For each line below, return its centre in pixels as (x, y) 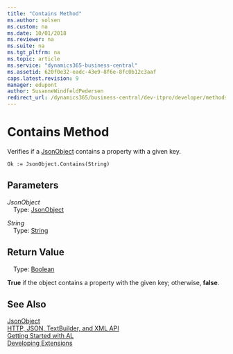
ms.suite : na (26, 46)
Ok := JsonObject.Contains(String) (59, 164)
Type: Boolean (34, 269)
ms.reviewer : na (31, 40)
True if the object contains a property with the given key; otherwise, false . (113, 282)
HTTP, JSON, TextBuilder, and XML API (63, 328)
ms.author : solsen (34, 20)
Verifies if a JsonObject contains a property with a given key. (94, 151)
